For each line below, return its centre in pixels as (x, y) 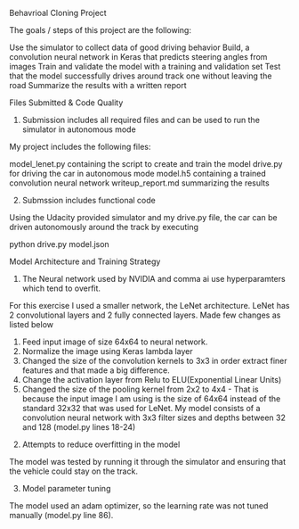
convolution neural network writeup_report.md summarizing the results (139, 183)
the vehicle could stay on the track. (73, 471)
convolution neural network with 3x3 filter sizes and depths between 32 (154, 417)
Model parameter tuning (66, 488)
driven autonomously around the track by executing (104, 227)
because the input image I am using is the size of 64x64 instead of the (151, 399)
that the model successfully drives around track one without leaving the (141, 76)
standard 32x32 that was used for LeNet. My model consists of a (141, 408)
